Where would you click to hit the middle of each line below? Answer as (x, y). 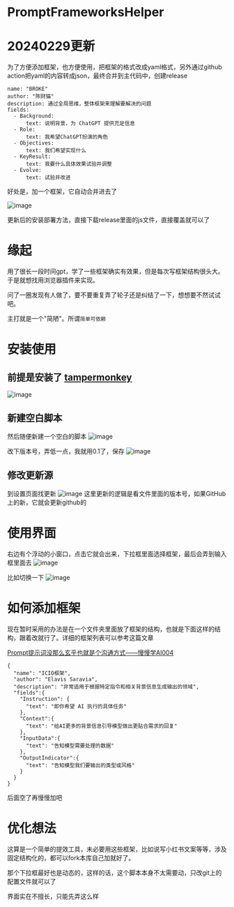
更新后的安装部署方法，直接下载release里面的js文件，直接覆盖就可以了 (109, 220)
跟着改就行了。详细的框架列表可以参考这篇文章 (86, 637)
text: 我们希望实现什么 (56, 151)
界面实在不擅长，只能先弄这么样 (53, 896)
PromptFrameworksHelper (86, 12)
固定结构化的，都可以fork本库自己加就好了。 (71, 857)
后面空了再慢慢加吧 (35, 797)
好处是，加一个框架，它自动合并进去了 (62, 191)
